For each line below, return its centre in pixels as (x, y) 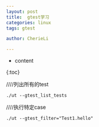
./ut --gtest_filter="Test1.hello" (50, 119)
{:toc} (13, 72)
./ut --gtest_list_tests (37, 96)
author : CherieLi (27, 39)
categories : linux (29, 22)
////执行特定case (26, 108)
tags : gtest (21, 28)
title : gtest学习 (28, 17)
